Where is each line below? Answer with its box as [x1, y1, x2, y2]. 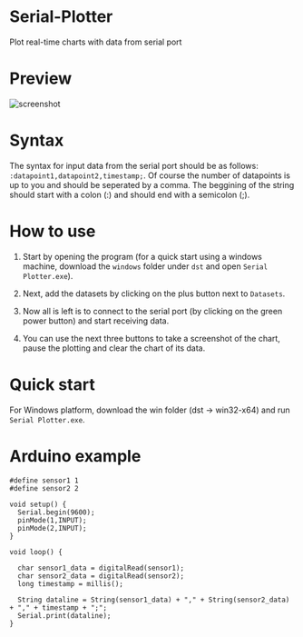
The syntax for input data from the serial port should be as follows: [9, 160, 259, 171]
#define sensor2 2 [9, 483, 79, 493]
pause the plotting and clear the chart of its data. [22, 343, 206, 353]
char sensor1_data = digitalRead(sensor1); [17, 563, 184, 572]
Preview [9, 68, 73, 89]
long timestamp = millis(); [17, 579, 124, 588]
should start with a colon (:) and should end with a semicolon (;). [9, 189, 250, 200]
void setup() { [9, 500, 67, 509]
